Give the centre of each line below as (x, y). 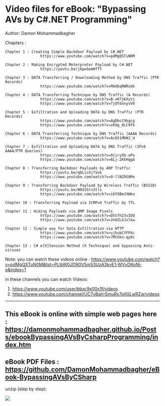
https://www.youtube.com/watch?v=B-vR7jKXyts (87, 99)
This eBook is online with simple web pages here (81, 314)
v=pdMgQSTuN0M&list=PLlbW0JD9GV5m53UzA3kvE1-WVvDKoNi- (74, 264)
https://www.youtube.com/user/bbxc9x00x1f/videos (65, 289)
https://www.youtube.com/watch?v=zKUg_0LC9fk (87, 125)
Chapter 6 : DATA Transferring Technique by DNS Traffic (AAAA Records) (81, 134)
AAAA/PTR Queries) (24, 151)
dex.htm (18, 345)
